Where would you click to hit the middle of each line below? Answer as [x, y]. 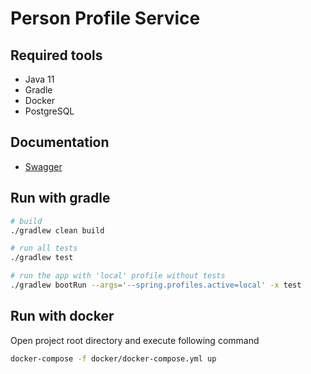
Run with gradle [60, 198]
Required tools [56, 55]
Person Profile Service [105, 18]
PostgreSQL [49, 111]
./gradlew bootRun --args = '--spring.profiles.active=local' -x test [156, 285]
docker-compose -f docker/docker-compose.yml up [113, 358]
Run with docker [62, 316]
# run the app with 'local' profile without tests [118, 276]
